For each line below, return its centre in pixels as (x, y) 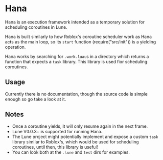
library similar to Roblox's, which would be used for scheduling (75, 141)
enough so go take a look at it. (35, 99)
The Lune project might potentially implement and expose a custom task (85, 137)
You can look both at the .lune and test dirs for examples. (71, 152)
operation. (15, 47)
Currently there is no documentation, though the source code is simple (76, 94)
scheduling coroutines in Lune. (36, 27)
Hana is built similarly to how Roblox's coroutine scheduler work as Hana (79, 37)
